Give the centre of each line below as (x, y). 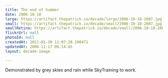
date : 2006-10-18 (23, 14)
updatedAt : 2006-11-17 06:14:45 (39, 47)
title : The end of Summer (32, 10)
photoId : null (20, 38)
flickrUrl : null (22, 33)
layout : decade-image (28, 51)
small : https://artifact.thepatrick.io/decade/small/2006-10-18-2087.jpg (84, 24)
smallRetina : (19, 28)
